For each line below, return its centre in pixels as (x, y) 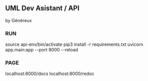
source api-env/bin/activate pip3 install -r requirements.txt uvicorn (74, 44)
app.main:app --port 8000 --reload (42, 50)
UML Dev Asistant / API (42, 8)
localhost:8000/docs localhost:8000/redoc (50, 74)
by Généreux (19, 20)
